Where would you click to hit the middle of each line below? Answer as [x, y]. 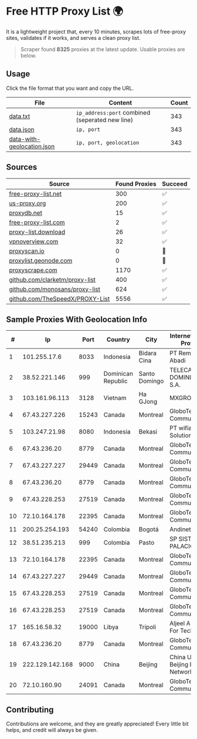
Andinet [181, 529]
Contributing [30, 709]
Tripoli [147, 627]
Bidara [148, 353]
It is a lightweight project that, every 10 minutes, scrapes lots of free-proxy [96, 31]
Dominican [118, 374]
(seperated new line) [105, 120]
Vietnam [115, 398]
